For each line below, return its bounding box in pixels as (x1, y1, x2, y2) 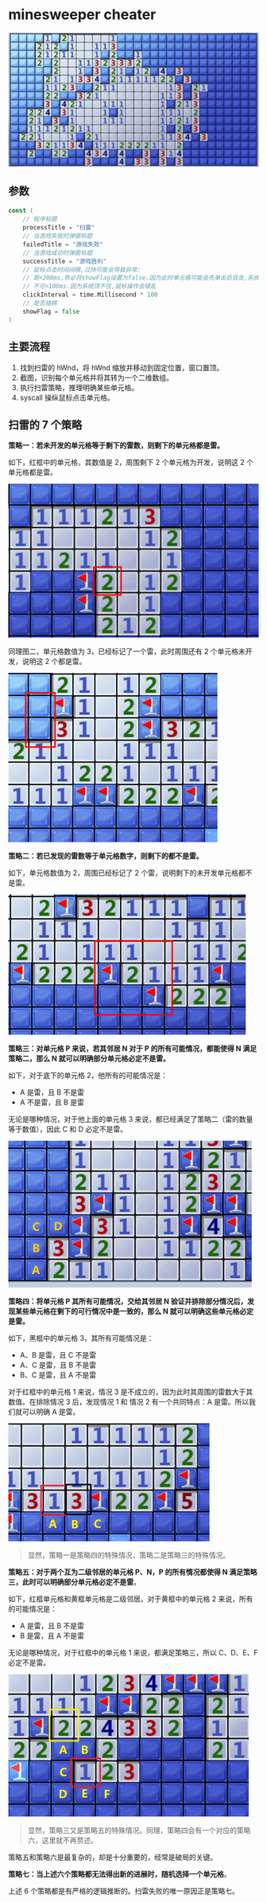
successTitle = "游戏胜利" (22, 257, 107, 265)
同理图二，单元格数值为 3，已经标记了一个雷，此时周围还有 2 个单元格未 (8, 647, 246, 656)
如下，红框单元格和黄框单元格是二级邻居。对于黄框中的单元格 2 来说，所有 (8, 1594, 253, 1604)
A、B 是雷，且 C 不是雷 (19, 1350, 97, 1359)
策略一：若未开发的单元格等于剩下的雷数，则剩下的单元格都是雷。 (8, 440, 224, 451)
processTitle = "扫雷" (22, 224, 95, 232)
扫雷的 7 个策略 (8, 418, 83, 432)
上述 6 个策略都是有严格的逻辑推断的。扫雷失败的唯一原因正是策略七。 (8, 1885, 240, 1896)
